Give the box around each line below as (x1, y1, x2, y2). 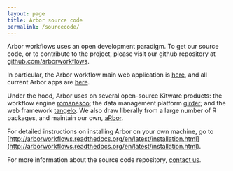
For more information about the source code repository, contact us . (7, 156, 202, 164)
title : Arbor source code (7, 17, 83, 24)
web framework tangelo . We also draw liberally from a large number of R (7, 106, 217, 115)
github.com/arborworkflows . (7, 57, 90, 66)
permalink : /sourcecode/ (7, 23, 80, 30)
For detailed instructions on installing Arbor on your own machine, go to (7, 127, 214, 136)
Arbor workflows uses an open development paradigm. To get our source (7, 43, 219, 51)
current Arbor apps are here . (7, 78, 90, 87)
